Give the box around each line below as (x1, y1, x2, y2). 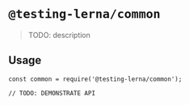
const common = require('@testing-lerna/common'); (8, 75, 183, 83)
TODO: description (27, 30, 91, 40)
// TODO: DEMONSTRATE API (8, 89, 95, 97)
